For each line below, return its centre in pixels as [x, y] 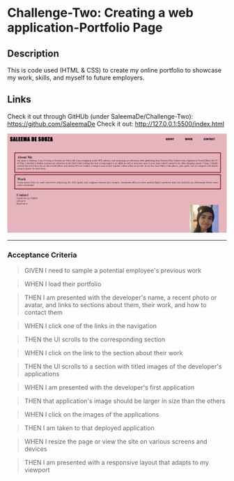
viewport [37, 470]
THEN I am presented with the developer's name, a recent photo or [120, 297]
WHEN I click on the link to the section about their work [103, 353]
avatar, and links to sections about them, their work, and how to [115, 304]
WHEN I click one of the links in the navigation [91, 325]
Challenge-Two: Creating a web [100, 13]
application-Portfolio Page [85, 28]
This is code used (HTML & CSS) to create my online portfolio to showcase [114, 70]
